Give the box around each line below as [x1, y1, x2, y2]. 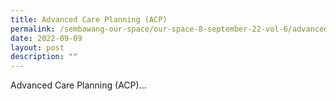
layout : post [10, 42, 65, 53]
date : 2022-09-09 [10, 33, 83, 43]
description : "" [10, 52, 78, 62]
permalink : [10, 24, 56, 34]
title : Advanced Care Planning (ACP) [10, 14, 168, 25]
